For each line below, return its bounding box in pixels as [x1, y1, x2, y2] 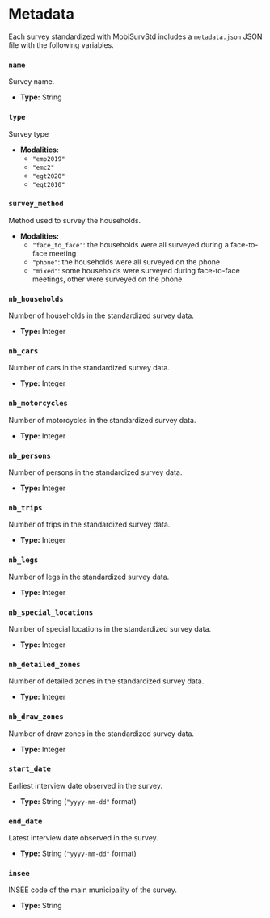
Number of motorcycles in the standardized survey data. [8, 415, 196, 425]
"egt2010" [32, 180, 66, 188]
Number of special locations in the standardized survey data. [8, 624, 212, 633]
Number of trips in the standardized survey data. [8, 519, 171, 530]
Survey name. [8, 77, 55, 87]
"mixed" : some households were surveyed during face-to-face [32, 265, 240, 275]
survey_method [8, 199, 64, 209]
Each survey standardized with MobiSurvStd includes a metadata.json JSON [8, 32, 263, 41]
